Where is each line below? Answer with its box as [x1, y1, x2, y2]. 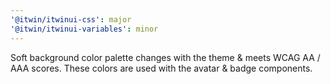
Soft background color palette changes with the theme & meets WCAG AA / [10, 51, 321, 63]
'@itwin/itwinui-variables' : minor [10, 24, 159, 34]
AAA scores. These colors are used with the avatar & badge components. [10, 62, 313, 74]
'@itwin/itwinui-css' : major [10, 14, 132, 25]
